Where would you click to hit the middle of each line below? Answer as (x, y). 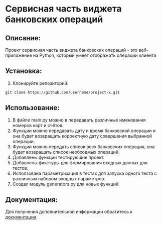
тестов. (20, 168)
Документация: (32, 200)
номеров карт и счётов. (38, 125)
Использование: (32, 108)
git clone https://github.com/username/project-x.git (63, 92)
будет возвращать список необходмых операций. (66, 152)
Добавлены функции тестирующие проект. (58, 157)
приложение (19, 55)
